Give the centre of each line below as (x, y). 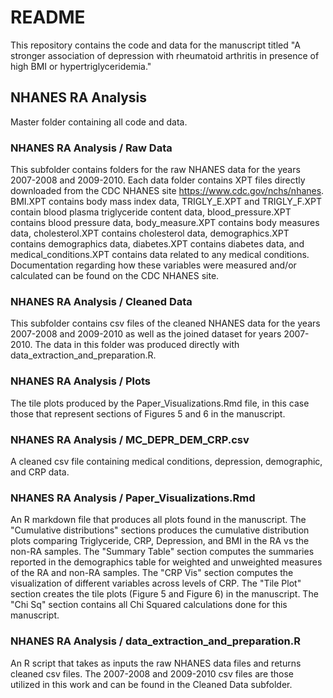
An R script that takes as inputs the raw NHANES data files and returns (156, 663)
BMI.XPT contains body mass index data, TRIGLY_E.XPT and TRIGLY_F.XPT (166, 202)
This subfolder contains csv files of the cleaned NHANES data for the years (165, 323)
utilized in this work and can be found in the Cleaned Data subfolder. (151, 684)
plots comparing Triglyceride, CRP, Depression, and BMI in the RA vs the (160, 541)
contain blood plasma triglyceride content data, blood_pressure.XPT (151, 212)
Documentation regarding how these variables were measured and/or (153, 265)
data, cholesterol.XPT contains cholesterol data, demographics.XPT (150, 233)
